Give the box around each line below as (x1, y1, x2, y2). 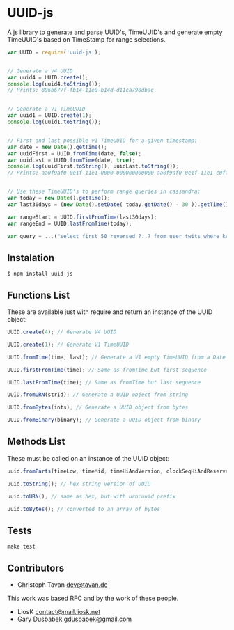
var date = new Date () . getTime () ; (7, 143, 108, 150)
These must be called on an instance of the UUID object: (7, 454, 170, 462)
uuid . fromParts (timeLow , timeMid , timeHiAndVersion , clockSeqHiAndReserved (7, 468, 232, 475)
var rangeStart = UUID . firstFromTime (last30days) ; (7, 214, 157, 221)
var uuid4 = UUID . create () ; (7, 74, 89, 81)
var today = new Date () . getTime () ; (7, 195, 111, 202)
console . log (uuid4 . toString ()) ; (7, 80, 101, 88)
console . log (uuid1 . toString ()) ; (7, 118, 101, 126)
